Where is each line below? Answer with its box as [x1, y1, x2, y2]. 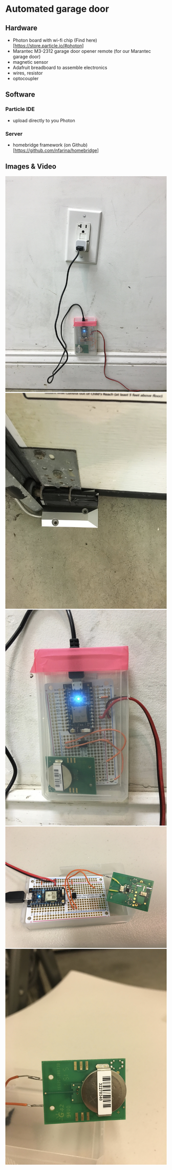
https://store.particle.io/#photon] [14, 43, 84, 49]
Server [5, 130, 23, 137]
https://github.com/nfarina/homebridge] [14, 147, 99, 153]
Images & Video [5, 162, 56, 171]
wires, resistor [12, 70, 43, 76]
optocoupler [12, 76, 39, 81]
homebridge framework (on [12, 142, 71, 148]
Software [5, 90, 35, 99]
